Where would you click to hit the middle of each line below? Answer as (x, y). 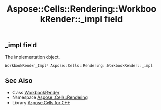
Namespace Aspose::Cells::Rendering (50, 97)
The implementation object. (32, 57)
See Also (19, 81)
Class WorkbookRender (36, 93)
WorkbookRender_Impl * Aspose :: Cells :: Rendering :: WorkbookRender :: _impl (79, 66)
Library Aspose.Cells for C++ (41, 103)
